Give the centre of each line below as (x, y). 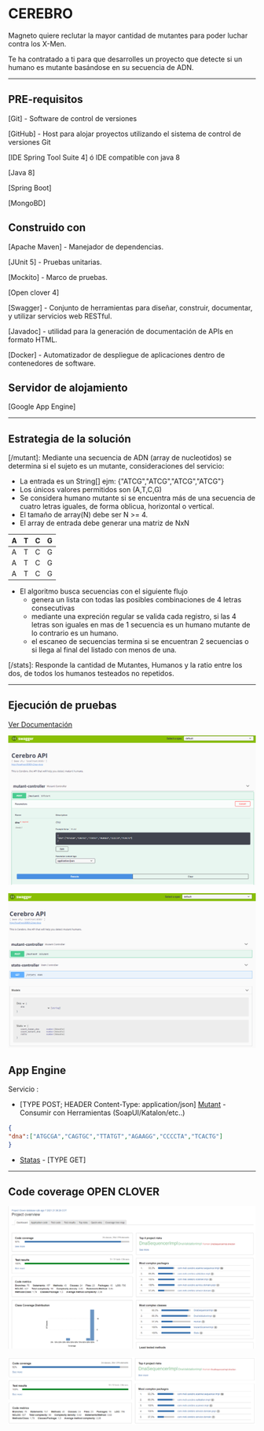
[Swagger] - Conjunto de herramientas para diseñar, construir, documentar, (130, 307)
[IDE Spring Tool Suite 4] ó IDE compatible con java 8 (94, 157)
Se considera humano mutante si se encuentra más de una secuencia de (137, 498)
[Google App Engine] (42, 406)
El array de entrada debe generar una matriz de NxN (104, 523)
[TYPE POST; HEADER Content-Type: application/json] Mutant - (123, 1105)
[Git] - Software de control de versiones (73, 118)
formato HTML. (33, 340)
